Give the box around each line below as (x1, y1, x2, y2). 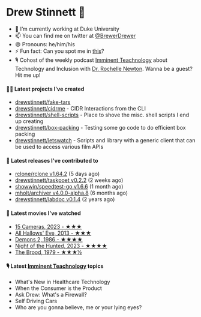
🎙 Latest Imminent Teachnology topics (6, 262, 104, 270)
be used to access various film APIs (14, 143, 104, 151)
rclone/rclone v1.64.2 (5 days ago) (14, 171, 100, 178)
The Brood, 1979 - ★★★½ (14, 249, 82, 256)
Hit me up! (14, 71, 41, 79)
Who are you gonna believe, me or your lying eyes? (14, 303, 142, 311)
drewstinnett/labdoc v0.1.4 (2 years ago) (14, 196, 115, 203)
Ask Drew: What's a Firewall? (14, 291, 87, 298)
